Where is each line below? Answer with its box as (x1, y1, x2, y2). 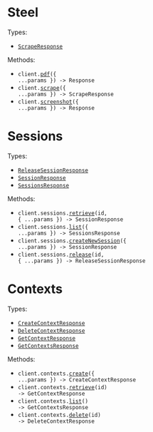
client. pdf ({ (17, 71, 57, 78)
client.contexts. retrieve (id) (17, 384, 108, 391)
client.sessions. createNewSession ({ (17, 237, 127, 245)
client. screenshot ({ (17, 98, 79, 106)
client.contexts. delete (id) (17, 411, 101, 418)
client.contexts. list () (17, 397, 89, 405)
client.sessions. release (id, (17, 251, 105, 258)
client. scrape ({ (17, 84, 66, 91)
